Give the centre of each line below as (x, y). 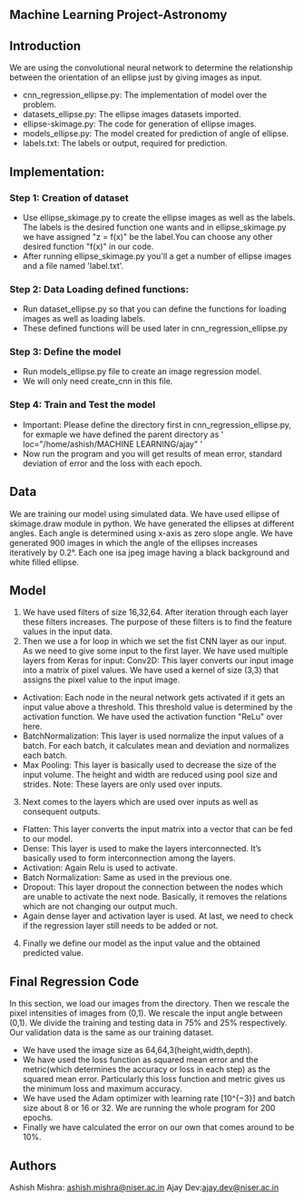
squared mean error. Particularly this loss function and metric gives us (154, 1079)
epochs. (38, 1118)
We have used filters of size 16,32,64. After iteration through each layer (155, 612)
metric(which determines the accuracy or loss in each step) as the (146, 1069)
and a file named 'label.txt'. (73, 265)
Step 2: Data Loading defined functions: (99, 289)
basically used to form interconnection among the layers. (129, 859)
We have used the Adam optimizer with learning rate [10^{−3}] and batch (159, 1098)
